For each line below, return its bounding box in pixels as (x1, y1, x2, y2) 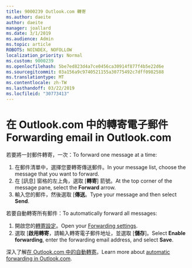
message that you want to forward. (14, 170, 100, 177)
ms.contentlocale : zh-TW (6, 80, 67, 86)
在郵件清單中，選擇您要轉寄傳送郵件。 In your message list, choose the (14, 163, 186, 171)
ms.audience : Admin (6, 36, 54, 42)
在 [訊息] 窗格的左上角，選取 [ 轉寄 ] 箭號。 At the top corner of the (14, 177, 173, 184)
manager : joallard (6, 25, 51, 31)
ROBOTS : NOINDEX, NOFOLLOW (6, 47, 72, 53)
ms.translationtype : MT (6, 74, 65, 80)
